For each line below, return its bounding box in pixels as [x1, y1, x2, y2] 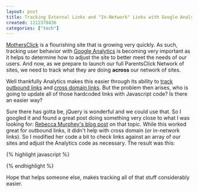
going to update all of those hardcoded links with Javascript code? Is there [6, 90, 187, 97]
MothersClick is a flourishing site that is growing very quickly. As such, [6, 41, 178, 48]
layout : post [6, 8, 38, 15]
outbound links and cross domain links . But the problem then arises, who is [6, 84, 189, 92]
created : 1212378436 [6, 19, 57, 25]
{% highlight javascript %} [6, 151, 70, 158]
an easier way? [6, 97, 43, 104]
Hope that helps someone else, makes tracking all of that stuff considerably [6, 174, 190, 181]
